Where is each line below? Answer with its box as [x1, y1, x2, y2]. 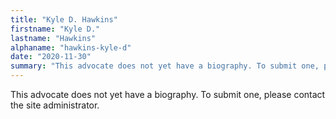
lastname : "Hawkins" [10, 33, 97, 43]
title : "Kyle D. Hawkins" [10, 14, 118, 25]
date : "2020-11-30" [10, 52, 92, 62]
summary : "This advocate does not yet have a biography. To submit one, [10, 61, 320, 71]
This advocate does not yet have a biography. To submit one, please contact [10, 89, 326, 100]
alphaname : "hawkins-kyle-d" [10, 42, 132, 53]
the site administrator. [10, 99, 100, 111]
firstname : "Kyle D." [10, 24, 101, 34]
